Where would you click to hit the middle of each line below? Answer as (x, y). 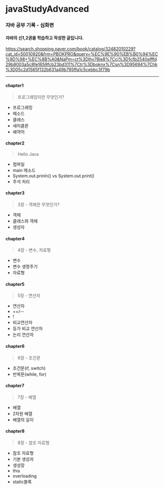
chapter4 (15, 238)
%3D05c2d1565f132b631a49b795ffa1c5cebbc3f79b (58, 70)
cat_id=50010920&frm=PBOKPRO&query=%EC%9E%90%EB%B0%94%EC (82, 54)
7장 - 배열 (27, 397)
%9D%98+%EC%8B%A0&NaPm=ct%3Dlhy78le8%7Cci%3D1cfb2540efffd (81, 59)
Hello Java (28, 154)
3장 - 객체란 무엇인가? (38, 204)
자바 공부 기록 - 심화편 (30, 25)
